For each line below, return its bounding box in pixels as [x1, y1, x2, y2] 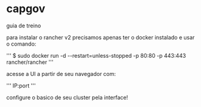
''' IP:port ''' [6, 81, 36, 89]
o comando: [6, 40, 37, 47]
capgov [6, 2, 46, 16]
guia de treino [6, 22, 41, 29]
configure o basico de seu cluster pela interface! [6, 94, 129, 101]
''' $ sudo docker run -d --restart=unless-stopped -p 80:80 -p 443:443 [6, 52, 186, 59]
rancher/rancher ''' [6, 58, 54, 66]
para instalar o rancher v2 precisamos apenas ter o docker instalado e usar [6, 33, 195, 41]
